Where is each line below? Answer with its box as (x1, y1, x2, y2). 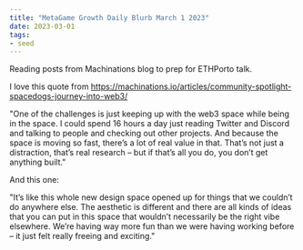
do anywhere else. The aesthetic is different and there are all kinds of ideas (9, 202, 292, 213)
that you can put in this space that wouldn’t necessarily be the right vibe (9, 211, 280, 223)
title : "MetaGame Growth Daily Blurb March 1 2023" (9, 13, 209, 23)
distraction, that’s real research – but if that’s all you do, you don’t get (9, 147, 268, 158)
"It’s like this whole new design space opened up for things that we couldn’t (9, 192, 293, 203)
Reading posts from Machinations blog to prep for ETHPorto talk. (9, 64, 253, 75)
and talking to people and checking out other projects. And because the (9, 128, 279, 139)
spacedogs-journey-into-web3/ (9, 91, 128, 102)
